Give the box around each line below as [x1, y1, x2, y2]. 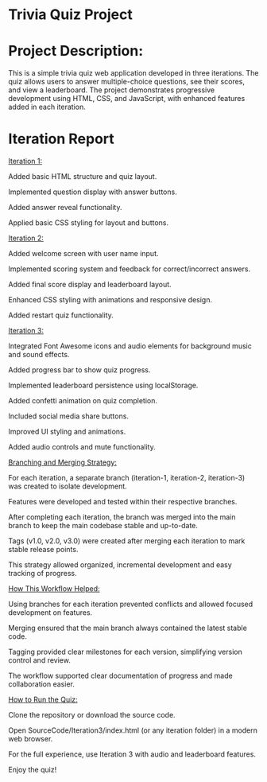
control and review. [8, 656, 72, 665]
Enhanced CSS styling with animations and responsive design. [8, 295, 213, 305]
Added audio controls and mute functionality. [8, 442, 157, 452]
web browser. [8, 734, 53, 744]
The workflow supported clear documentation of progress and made [8, 671, 233, 681]
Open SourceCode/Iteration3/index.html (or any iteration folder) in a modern [8, 726, 258, 735]
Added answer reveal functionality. [8, 203, 122, 212]
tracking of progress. [8, 569, 77, 578]
